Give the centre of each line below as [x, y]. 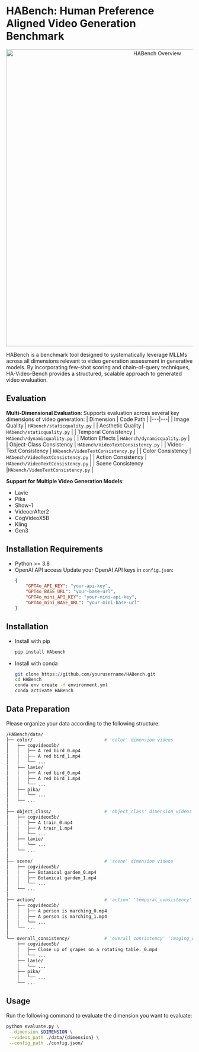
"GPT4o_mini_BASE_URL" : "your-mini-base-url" [83, 603]
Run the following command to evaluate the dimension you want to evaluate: [99, 1015]
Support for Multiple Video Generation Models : [65, 481]
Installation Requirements [55, 549]
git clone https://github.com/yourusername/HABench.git [85, 674]
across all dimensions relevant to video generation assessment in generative [99, 361]
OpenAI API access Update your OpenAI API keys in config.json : [94, 570]
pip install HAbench [40, 652]
